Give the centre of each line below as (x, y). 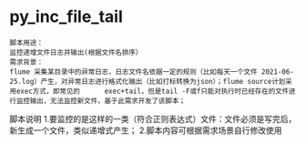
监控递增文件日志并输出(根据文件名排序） (76, 52)
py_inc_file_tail (66, 17)
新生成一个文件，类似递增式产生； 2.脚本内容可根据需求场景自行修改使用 (146, 130)
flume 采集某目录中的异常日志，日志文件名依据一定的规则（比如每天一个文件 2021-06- (152, 72)
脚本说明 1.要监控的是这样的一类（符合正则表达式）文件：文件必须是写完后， (153, 118)
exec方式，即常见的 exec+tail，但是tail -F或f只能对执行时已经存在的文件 (152, 91)
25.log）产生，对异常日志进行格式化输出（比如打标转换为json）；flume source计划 (147, 81)
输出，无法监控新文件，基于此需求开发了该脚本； (108, 101)
